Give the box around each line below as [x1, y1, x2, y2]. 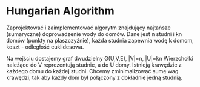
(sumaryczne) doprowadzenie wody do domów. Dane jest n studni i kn [6, 30, 182, 37]
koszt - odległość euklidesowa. [6, 43, 84, 50]
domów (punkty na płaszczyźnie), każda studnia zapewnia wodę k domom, [6, 37, 194, 44]
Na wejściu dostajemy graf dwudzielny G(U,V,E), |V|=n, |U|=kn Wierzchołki [6, 55, 193, 62]
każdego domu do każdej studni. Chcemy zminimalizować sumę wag [6, 67, 179, 74]
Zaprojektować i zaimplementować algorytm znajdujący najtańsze [6, 24, 171, 31]
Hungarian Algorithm [6, 4, 115, 18]
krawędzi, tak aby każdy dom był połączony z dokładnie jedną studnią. [6, 74, 183, 81]
